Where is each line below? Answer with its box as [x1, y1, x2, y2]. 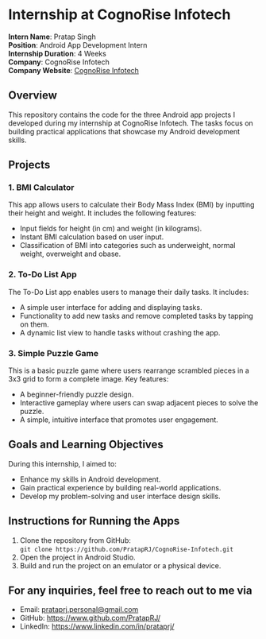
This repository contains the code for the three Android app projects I [8, 110, 236, 119]
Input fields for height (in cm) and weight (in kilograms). [19, 224, 202, 234]
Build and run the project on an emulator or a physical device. [19, 560, 222, 570]
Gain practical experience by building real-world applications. [19, 482, 222, 492]
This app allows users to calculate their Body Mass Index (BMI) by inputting [8, 200, 255, 210]
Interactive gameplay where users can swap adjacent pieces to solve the [19, 398, 259, 408]
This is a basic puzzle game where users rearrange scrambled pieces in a [8, 366, 250, 375]
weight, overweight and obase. [19, 249, 121, 259]
